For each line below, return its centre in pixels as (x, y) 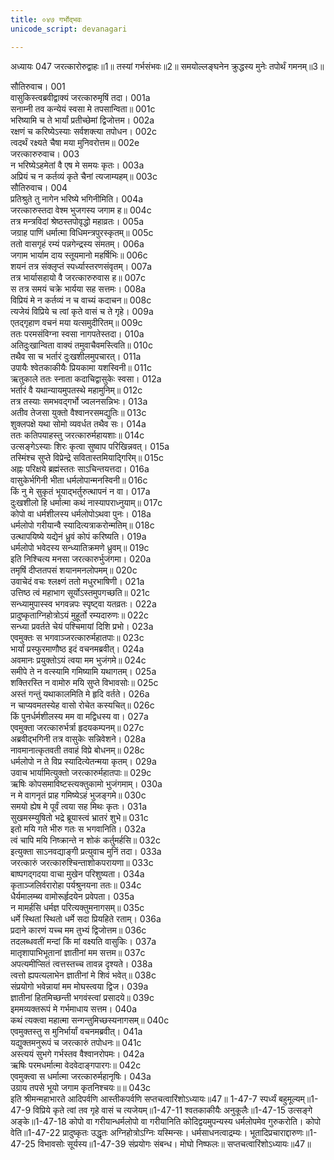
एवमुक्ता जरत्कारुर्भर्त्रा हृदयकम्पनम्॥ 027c (77, 727)
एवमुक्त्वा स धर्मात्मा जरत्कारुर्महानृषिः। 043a (81, 1076)
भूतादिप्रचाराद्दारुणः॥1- (283, 1132)
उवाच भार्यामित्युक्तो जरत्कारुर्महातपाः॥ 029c (81, 772)
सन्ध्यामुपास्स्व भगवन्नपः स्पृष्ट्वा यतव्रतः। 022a (83, 603)
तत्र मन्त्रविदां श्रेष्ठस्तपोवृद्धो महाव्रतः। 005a (77, 221)
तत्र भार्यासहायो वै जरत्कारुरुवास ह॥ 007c (78, 277)
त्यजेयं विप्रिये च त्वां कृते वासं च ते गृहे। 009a (82, 311)
